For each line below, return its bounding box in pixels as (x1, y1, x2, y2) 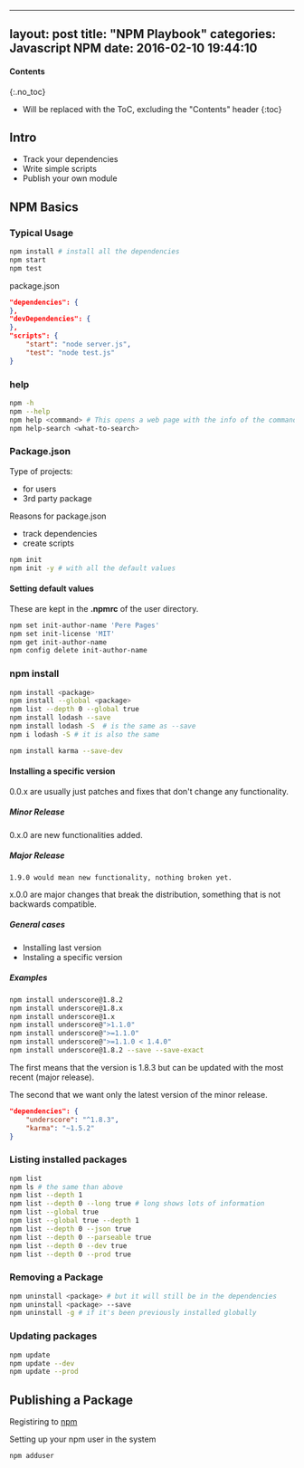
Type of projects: (9, 465, 73, 476)
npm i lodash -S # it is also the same (9, 729, 160, 739)
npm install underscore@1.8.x (9, 1004, 124, 1013)
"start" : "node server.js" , (25, 340, 131, 349)
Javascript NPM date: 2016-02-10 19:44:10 (9, 41, 258, 56)
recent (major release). (9, 1072, 95, 1082)
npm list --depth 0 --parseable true (9, 1233, 152, 1242)
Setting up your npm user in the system (9, 1434, 157, 1444)
